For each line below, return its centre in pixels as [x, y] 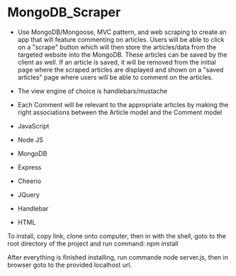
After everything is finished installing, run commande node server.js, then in [118, 257]
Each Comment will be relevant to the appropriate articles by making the [123, 104]
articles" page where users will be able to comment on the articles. [115, 77]
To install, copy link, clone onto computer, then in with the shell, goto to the [117, 236]
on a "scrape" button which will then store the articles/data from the [117, 47]
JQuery [29, 194]
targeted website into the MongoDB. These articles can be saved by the [122, 55]
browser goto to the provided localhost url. [70, 265]
